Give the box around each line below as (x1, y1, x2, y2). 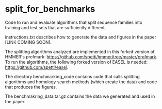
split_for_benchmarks (5, 3, 96, 15)
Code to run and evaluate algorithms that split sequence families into (5, 19, 143, 25)
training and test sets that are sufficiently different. (5, 24, 106, 30)
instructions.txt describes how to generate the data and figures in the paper (5, 34, 157, 40)
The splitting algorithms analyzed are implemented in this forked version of (5, 49, 155, 54)
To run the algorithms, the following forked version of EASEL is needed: (5, 59, 148, 65)
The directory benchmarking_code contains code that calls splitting (5, 73, 140, 79)
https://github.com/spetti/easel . (5, 64, 68, 70)
